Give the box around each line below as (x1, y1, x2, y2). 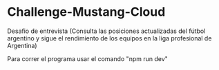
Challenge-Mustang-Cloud (7, 4, 166, 20)
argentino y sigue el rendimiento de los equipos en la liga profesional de (7, 34, 212, 42)
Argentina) (7, 41, 37, 49)
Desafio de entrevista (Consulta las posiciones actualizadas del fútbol (7, 27, 206, 35)
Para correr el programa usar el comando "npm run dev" (7, 54, 168, 62)
